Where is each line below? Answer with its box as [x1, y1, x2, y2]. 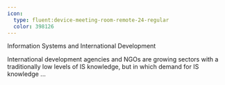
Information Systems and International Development [7, 42, 156, 50]
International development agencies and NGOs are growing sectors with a [7, 55, 219, 64]
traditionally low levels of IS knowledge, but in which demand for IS [7, 63, 199, 71]
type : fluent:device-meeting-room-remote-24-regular [13, 17, 169, 23]
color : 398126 [13, 23, 54, 30]
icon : [7, 10, 23, 17]
